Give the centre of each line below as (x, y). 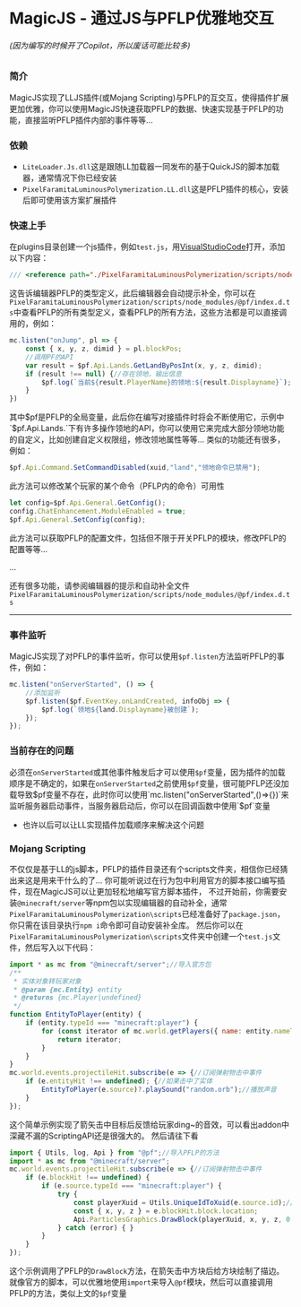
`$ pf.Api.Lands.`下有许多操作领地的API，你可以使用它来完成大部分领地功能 (147, 428)
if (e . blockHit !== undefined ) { (88, 1178)
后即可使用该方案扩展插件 (69, 200)
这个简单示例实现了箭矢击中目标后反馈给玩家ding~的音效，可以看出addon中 (149, 1124)
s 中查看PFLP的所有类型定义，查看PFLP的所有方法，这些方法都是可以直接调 (148, 312)
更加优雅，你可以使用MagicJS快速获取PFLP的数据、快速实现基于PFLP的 (142, 108)
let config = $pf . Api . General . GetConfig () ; (88, 503)
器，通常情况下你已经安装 (69, 178)
